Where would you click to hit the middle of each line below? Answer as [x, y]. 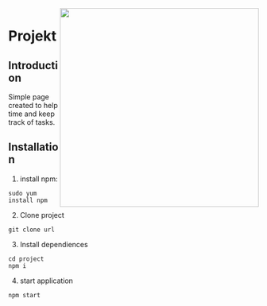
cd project [26, 259]
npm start [25, 295]
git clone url [32, 230]
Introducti [33, 66]
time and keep [32, 114]
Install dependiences [54, 244]
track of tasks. [32, 122]
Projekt [33, 36]
